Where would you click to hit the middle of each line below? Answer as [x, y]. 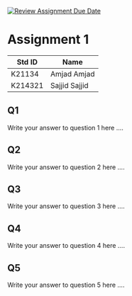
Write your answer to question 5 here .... [66, 285]
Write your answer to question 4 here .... [66, 246]
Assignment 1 [48, 40]
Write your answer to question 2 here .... [66, 167]
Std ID [27, 62]
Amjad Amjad [73, 74]
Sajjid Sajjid [70, 85]
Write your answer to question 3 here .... [66, 206]
